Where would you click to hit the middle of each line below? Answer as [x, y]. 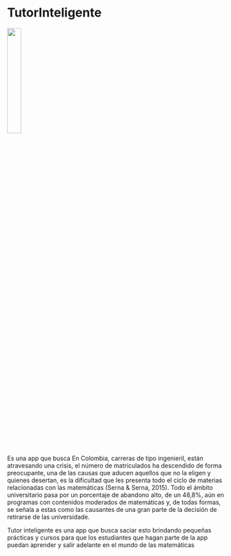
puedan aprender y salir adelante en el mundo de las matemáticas [101, 545]
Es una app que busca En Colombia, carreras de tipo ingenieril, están [105, 458]
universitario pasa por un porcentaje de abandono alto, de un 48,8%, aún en [115, 495]
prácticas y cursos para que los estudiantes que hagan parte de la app [108, 537]
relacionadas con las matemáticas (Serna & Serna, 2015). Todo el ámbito [110, 487]
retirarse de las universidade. [49, 517]
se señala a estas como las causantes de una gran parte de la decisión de [112, 509]
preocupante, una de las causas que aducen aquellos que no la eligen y [109, 473]
